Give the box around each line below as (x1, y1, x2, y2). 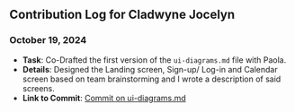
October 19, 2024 (9, 34, 87, 47)
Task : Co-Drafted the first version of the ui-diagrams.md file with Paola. (22, 54, 287, 65)
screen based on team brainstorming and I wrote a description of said (22, 73, 282, 84)
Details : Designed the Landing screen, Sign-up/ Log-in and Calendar (22, 64, 278, 74)
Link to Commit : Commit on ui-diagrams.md (22, 92, 186, 103)
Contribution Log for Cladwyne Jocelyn (9, 7, 236, 22)
